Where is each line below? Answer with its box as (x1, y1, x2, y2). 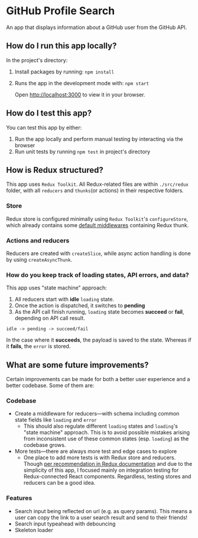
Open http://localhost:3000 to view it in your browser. (14, 91, 146, 98)
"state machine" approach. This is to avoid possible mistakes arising (23, 429, 190, 436)
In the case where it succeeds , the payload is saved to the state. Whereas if (6, 336, 191, 344)
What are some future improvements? (6, 360, 149, 370)
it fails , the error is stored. (6, 343, 71, 350)
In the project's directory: (6, 56, 68, 63)
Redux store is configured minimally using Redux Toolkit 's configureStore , (6, 215, 189, 223)
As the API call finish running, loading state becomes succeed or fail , (14, 308, 184, 315)
